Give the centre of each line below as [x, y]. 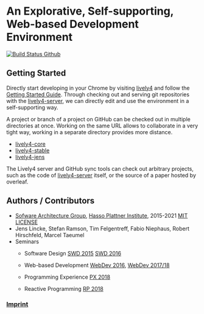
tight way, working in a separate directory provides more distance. [90, 132]
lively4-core [30, 144]
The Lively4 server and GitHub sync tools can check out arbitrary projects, [100, 168]
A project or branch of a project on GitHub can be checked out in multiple [98, 119]
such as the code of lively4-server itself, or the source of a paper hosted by [101, 175]
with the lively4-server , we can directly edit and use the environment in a [98, 101]
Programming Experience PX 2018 [67, 277]
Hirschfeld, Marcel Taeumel [50, 235]
